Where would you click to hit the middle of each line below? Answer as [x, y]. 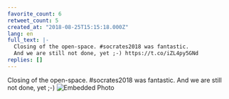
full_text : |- [28, 40]
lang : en [20, 34]
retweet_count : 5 [33, 21]
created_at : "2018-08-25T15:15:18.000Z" [68, 27]
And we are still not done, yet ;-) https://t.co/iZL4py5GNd [106, 54]
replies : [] [25, 60]
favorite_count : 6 [34, 14]
